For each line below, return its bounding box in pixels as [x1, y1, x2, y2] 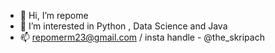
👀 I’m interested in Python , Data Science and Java [19, 20, 228, 32]
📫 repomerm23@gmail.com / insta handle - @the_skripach [19, 31, 265, 43]
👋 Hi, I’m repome [19, 10, 89, 21]
